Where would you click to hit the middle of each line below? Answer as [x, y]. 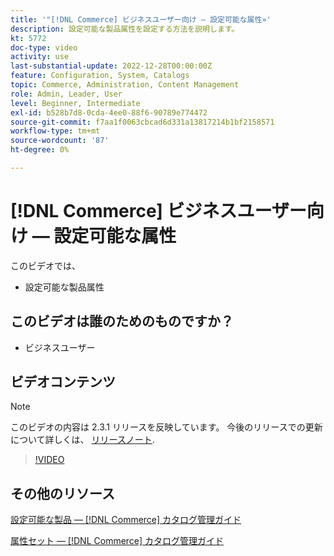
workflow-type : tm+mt [55, 131]
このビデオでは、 [45, 265]
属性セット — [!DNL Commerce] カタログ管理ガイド [117, 541]
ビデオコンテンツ [63, 382]
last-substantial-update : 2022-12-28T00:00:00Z [111, 66]
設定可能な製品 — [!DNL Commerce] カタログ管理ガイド [126, 520]
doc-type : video [44, 47]
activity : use [40, 57]
